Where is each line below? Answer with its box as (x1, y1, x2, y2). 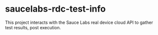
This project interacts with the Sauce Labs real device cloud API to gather (5, 19, 153, 25)
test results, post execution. (5, 24, 61, 30)
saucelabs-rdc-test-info (5, 3, 106, 15)
